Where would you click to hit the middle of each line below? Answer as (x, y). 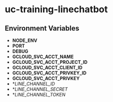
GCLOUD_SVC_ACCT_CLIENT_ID (47, 68)
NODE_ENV (25, 40)
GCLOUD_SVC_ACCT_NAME (43, 57)
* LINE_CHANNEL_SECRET (40, 89)
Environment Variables (42, 28)
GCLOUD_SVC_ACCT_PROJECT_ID (50, 62)
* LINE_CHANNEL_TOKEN (39, 95)
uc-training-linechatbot (56, 9)
